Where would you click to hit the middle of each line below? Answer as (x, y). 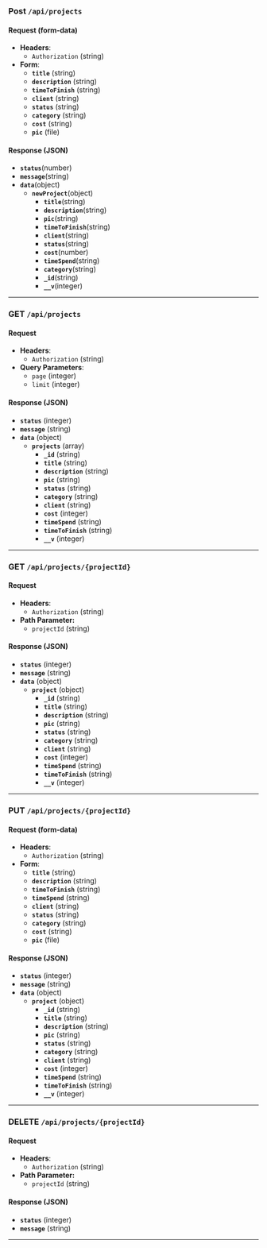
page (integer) (54, 376)
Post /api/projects (45, 11)
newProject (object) (62, 193)
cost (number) (66, 253)
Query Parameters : (52, 368)
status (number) (46, 168)
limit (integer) (56, 384)
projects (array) (58, 446)
